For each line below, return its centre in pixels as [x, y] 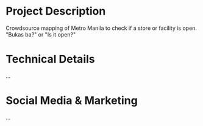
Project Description [56, 11]
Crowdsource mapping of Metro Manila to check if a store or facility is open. [101, 28]
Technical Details [50, 59]
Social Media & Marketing [72, 101]
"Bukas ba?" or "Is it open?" [41, 34]
